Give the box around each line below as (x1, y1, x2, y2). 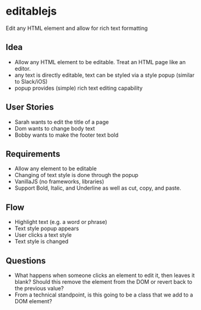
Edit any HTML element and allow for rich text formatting (5, 24, 148, 32)
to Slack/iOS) (14, 77, 48, 85)
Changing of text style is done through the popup (14, 171, 138, 179)
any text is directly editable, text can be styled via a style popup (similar (14, 71, 195, 79)
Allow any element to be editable (14, 165, 97, 172)
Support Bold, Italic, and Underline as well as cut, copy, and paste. (14, 184, 182, 192)
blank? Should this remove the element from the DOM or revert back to (14, 278, 192, 285)
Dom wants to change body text (14, 124, 95, 132)
